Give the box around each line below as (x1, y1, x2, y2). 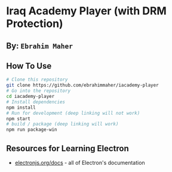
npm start (6, 115, 31, 122)
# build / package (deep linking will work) (6, 121, 119, 127)
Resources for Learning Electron (6, 143, 130, 153)
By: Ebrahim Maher (6, 41, 73, 51)
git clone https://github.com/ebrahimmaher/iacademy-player (6, 82, 159, 88)
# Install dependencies (6, 99, 66, 105)
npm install (6, 105, 36, 110)
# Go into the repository (6, 88, 70, 94)
